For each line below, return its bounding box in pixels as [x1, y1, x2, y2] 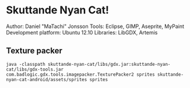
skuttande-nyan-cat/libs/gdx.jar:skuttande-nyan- [47, 61, 171, 67]
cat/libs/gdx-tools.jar [6, 66, 64, 72]
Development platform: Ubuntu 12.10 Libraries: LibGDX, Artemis [6, 29, 158, 36]
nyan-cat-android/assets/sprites [6, 76, 87, 82]
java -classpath [6, 61, 45, 67]
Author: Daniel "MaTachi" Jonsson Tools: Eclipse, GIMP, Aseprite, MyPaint [6, 23, 185, 30]
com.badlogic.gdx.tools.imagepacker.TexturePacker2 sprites [6, 71, 156, 78]
